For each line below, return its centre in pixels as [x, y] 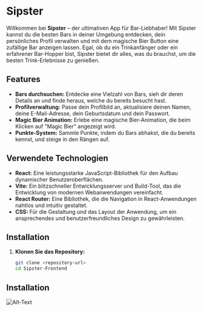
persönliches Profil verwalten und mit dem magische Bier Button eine [92, 41]
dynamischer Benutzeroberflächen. [59, 179]
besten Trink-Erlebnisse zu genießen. [53, 60]
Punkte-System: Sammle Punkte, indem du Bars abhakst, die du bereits [105, 132]
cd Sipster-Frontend [41, 268]
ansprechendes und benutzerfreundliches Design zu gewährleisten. [100, 218]
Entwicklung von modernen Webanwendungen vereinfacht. [89, 192]
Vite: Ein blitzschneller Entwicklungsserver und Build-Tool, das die [98, 186]
